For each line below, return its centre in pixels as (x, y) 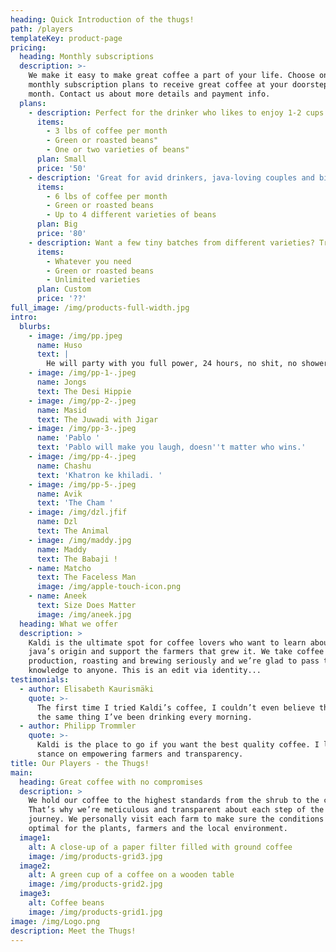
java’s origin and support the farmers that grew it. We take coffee (176, 652)
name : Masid (61, 410)
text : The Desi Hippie (84, 391)
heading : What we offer (68, 624)
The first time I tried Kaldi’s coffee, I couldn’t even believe (175, 707)
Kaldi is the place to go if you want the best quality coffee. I (178, 745)
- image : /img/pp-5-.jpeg (82, 484)
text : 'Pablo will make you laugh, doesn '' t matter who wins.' (171, 447)
